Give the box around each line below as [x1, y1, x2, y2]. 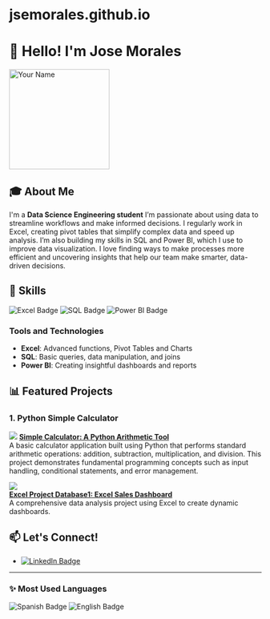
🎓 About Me [9, 184, 75, 198]
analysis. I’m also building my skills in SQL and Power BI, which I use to [9, 235, 244, 245]
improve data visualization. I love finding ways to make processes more [9, 243, 245, 253]
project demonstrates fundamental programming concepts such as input [9, 457, 249, 467]
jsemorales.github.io [9, 6, 151, 24]
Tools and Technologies [9, 325, 104, 336]
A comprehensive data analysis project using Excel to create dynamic [9, 498, 239, 508]
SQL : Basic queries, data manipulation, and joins [20, 352, 181, 362]
